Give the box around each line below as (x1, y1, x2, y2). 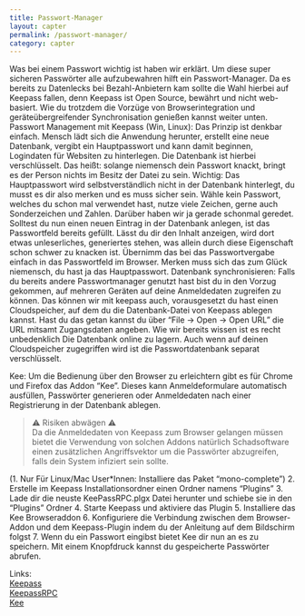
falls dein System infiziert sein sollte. (31, 456, 170, 467)
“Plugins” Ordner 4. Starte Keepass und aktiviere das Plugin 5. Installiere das (9, 502, 296, 513)
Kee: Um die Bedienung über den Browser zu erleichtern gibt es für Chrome (9, 371, 293, 382)
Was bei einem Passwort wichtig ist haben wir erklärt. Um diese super (9, 64, 271, 75)
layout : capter (9, 22, 67, 31)
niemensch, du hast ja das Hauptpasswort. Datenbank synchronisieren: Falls (9, 266, 296, 277)
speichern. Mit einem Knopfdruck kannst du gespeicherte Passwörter (9, 541, 270, 552)
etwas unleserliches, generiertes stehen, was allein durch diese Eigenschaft (9, 237, 293, 248)
